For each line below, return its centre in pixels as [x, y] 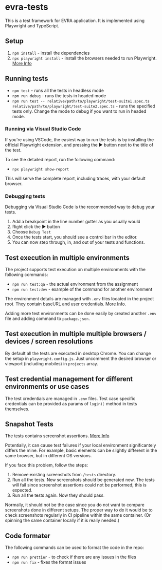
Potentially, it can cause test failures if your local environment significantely [81, 445]
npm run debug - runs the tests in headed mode [59, 95]
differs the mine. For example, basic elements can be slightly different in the [81, 450]
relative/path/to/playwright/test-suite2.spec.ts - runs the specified [84, 106]
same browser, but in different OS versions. [48, 456]
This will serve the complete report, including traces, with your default [75, 178]
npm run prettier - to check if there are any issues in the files [74, 557]
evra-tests [27, 7]
